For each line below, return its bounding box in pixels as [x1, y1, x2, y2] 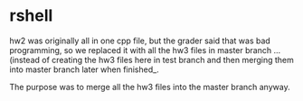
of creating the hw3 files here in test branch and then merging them [42, 54, 294, 65]
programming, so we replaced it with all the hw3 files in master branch [9, 44, 272, 55]
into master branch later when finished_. [9, 64, 160, 75]
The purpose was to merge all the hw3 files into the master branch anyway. [9, 81, 291, 92]
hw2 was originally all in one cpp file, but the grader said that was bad [9, 35, 271, 46]
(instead [9, 54, 41, 65]
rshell [9, 5, 53, 26]
